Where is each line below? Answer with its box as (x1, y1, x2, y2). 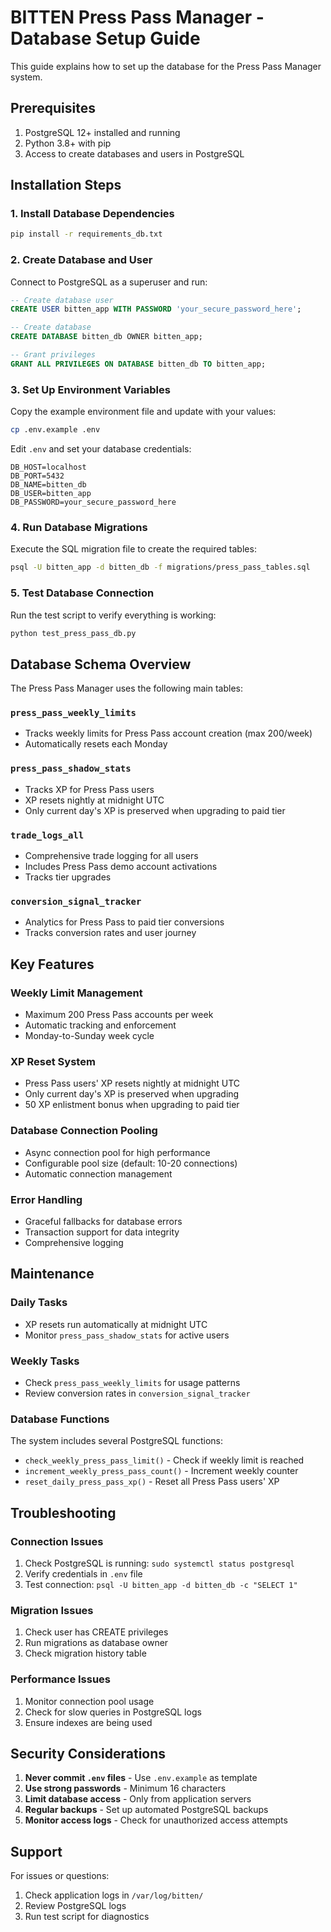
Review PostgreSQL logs (24, 1900, 127, 1912)
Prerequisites (10, 100, 96, 117)
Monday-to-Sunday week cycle (24, 1030, 155, 1042)
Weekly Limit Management (10, 986, 143, 1000)
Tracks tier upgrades (24, 871, 112, 883)
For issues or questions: (10, 1870, 110, 1882)
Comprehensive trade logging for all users (24, 850, 199, 862)
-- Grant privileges (10, 350, 97, 360)
